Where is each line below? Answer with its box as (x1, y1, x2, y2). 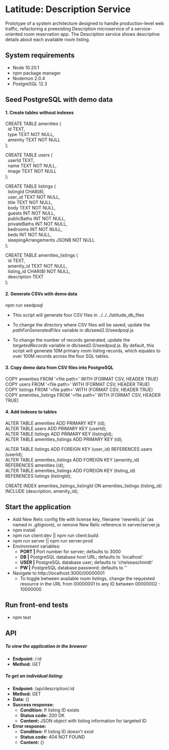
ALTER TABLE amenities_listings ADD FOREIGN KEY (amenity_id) (5, 456, 140, 463)
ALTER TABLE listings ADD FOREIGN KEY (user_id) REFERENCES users (5, 446, 153, 452)
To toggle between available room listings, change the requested (20, 575, 155, 581)
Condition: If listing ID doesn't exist (20, 728, 94, 734)
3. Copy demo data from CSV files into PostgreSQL (5, 364, 114, 370)
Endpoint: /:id (12, 655, 42, 661)
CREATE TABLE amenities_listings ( (5, 252, 78, 259)
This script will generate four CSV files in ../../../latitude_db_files (12, 312, 145, 318)
